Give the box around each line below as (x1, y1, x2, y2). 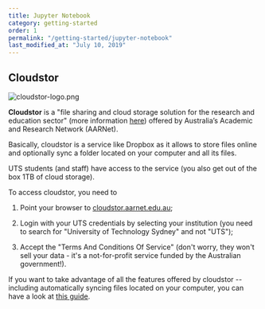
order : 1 (8, 26, 37, 34)
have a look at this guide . (8, 291, 91, 301)
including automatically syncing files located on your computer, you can (8, 283, 244, 292)
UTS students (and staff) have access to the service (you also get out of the (8, 163, 257, 173)
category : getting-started (8, 19, 98, 27)
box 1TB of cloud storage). (8, 172, 95, 182)
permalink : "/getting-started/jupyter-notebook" (8, 33, 173, 42)
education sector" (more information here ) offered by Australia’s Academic (8, 115, 253, 125)
